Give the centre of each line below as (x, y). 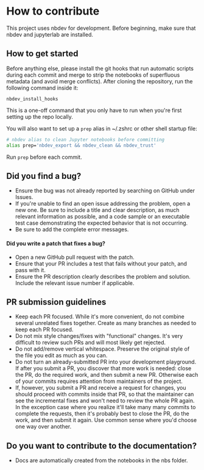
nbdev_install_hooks (33, 99)
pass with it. (30, 270)
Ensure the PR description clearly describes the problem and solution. (103, 276)
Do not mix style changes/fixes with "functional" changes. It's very (99, 336)
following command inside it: (42, 88)
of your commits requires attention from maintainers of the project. (99, 381)
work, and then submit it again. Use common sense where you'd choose (106, 420)
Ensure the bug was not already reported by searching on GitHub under (105, 191)
